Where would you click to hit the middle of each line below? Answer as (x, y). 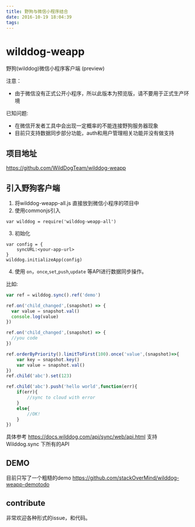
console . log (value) (35, 317)
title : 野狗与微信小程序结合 (37, 11)
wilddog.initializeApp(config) (44, 260)
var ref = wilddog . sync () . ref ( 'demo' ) (53, 295)
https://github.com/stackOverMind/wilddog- (126, 478)
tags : (13, 22)
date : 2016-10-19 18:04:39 (39, 17)
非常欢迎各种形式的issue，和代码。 (48, 518)
